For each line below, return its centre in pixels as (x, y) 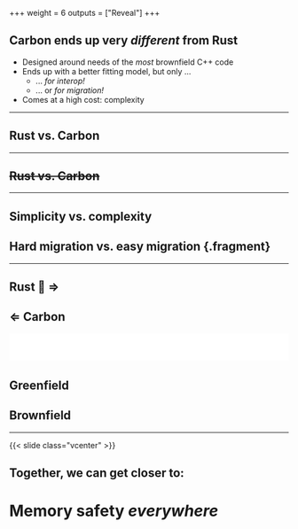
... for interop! (60, 81)
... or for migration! (70, 90)
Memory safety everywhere (114, 511)
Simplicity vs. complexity (81, 216)
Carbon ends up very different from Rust (123, 40)
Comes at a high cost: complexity (83, 99)
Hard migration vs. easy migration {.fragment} (140, 247)
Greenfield (39, 385)
